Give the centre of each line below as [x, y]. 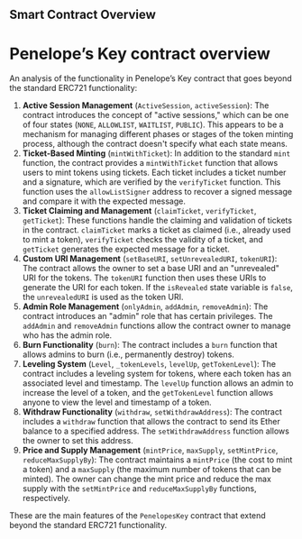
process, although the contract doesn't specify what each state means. [155, 144]
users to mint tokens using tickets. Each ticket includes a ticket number [154, 173]
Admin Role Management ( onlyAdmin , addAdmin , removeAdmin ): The [145, 306]
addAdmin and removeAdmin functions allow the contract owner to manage [156, 326]
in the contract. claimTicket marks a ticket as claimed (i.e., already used [156, 230]
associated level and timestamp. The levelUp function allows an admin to [158, 383]
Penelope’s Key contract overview [140, 54]
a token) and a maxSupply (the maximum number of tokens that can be [152, 470]
